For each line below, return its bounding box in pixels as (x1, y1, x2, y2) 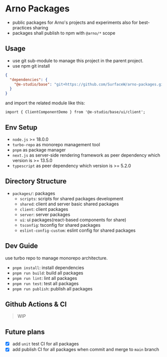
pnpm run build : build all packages (12, 269, 83, 276)
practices (12, 24, 32, 30)
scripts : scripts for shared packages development (19, 195, 123, 201)
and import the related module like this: (5, 100, 85, 106)
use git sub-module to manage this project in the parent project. (12, 58, 144, 64)
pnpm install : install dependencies (12, 265, 84, 270)
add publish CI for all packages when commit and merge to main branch (12, 347, 159, 353)
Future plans (5, 328, 45, 336)
